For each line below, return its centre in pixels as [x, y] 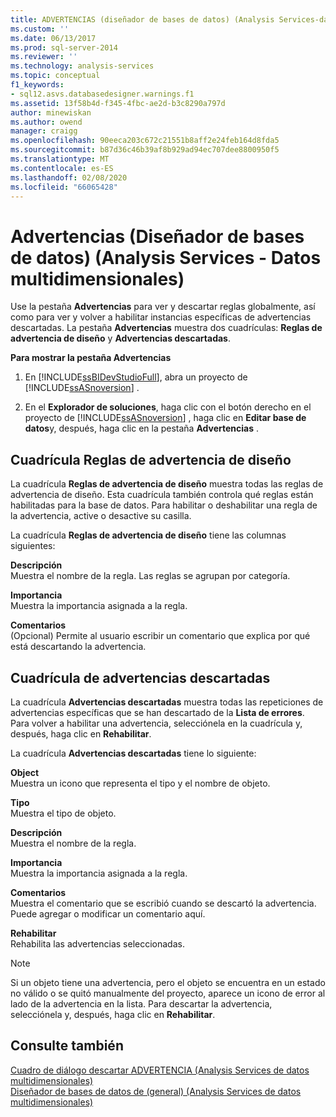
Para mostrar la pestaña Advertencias [91, 358]
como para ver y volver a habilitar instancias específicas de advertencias [161, 317]
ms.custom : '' [40, 29]
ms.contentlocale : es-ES [62, 168]
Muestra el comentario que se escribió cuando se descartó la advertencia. [163, 903]
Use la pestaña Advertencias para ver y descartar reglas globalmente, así [163, 307]
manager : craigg [44, 131]
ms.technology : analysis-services [82, 66]
